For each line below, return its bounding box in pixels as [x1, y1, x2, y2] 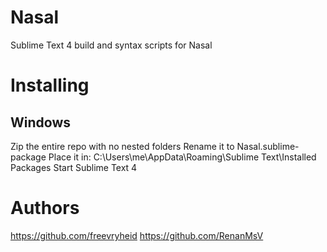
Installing [10, 74, 90, 97]
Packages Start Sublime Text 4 [10, 161, 138, 173]
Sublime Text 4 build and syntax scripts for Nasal [10, 39, 213, 51]
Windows [10, 114, 71, 131]
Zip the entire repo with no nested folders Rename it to [10, 140, 235, 152]
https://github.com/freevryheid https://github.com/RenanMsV [10, 229, 264, 241]
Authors [10, 197, 80, 220]
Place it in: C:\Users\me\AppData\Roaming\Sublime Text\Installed [48, 151, 317, 163]
